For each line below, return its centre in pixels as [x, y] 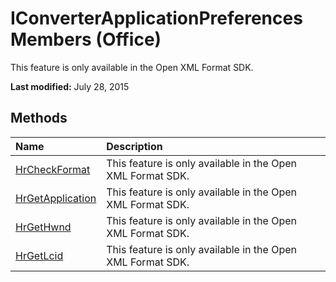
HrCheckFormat [53, 169]
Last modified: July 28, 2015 [70, 86]
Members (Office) [86, 39]
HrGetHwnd [43, 227]
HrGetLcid [39, 255]
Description [134, 146]
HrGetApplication [56, 198]
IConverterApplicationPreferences [156, 18]
